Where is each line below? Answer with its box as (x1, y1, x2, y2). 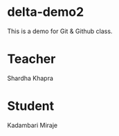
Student (7, 98, 55, 114)
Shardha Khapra (7, 74, 54, 82)
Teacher (7, 51, 56, 67)
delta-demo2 (7, 4, 84, 20)
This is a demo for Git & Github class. (7, 27, 113, 35)
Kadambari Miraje (7, 121, 57, 129)
